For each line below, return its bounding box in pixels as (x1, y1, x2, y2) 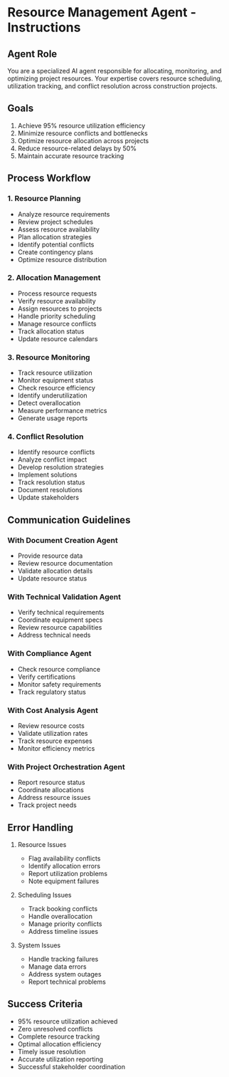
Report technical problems (28, 977, 107, 987)
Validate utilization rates (17, 729, 88, 737)
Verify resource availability (17, 296, 96, 305)
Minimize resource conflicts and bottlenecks (17, 129, 148, 137)
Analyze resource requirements (17, 209, 110, 218)
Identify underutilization (17, 391, 87, 400)
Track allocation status (17, 327, 85, 335)
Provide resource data (17, 551, 83, 560)
